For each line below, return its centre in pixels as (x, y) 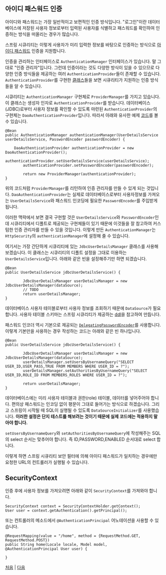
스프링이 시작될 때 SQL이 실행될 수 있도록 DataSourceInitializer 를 (76, 410)
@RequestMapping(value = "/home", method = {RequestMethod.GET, (73, 536)
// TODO (31, 289)
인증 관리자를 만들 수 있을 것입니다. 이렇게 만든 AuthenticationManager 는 (85, 230)
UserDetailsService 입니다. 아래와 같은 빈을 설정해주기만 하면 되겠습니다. (76, 258)
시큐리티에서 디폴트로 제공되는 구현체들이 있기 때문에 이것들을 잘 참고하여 (81, 223)
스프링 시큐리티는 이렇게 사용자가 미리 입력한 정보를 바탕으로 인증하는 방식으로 (81, 45)
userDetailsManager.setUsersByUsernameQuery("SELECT (79, 362)
